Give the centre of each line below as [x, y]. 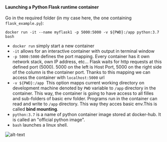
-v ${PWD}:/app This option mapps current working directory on [78, 83]
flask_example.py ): [24, 23]
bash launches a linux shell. [40, 125]
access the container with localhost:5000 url [58, 77]
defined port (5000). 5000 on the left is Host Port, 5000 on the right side [87, 67]
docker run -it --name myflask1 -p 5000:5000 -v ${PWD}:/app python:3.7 [82, 32]
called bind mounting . [35, 109]
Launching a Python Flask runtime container [52, 7]
